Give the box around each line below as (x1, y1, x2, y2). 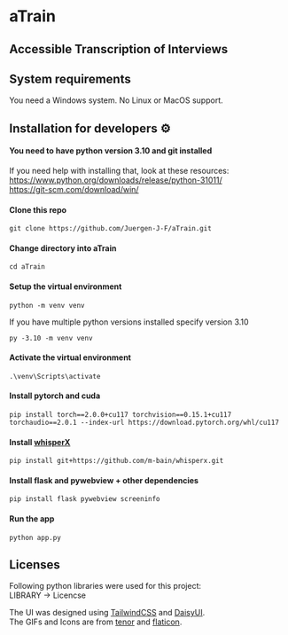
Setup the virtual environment (9, 281, 122, 292)
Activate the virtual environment (9, 352, 131, 363)
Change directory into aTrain (9, 242, 117, 254)
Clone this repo (9, 204, 67, 215)
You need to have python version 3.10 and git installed (9, 145, 213, 156)
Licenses (9, 557, 60, 572)
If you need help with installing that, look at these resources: (9, 165, 230, 176)
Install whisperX (9, 436, 71, 447)
